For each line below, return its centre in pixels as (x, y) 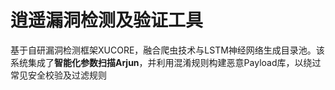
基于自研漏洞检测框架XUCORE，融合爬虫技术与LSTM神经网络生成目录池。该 (167, 50)
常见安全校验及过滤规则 (58, 75)
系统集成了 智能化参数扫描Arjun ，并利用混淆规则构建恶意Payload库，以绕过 (166, 62)
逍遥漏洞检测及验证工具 (107, 20)
